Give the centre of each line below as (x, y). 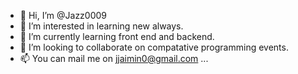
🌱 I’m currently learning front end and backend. (117, 36)
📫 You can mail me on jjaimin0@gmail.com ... (114, 58)
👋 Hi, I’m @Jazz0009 (63, 15)
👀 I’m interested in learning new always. (101, 26)
